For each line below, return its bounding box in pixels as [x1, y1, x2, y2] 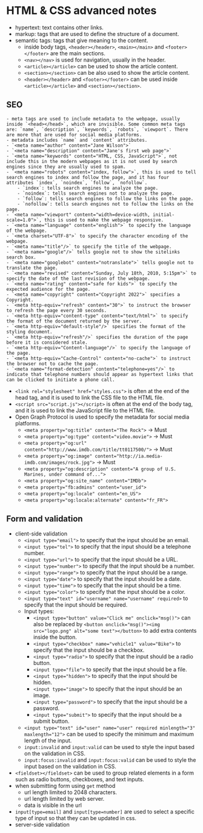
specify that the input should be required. [24, 601, 128, 608]
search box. [6, 254, 36, 260]
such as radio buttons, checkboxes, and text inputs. [15, 775, 144, 782]
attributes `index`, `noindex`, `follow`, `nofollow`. [6, 179, 148, 186]
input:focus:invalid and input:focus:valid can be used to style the [24, 756, 196, 764]
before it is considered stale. [6, 339, 88, 346]
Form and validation [6, 514, 83, 524]
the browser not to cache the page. [6, 360, 99, 367]
